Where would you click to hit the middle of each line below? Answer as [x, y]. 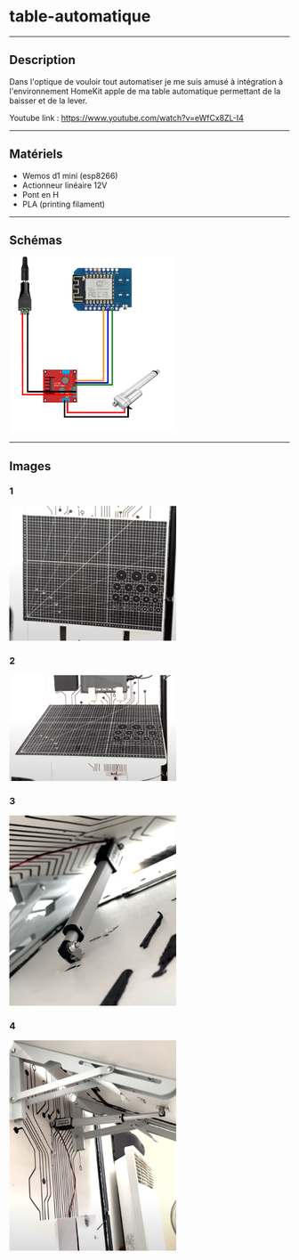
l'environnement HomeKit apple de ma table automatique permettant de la [145, 91]
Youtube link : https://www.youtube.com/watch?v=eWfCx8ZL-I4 [127, 118]
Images [30, 466]
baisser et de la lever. [48, 101]
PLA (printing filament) [63, 204]
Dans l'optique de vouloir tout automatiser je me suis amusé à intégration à [146, 81]
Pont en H [40, 194]
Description [42, 60]
